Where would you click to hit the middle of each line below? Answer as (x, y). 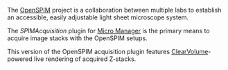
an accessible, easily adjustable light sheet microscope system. (98, 17)
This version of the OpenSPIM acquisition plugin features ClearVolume (108, 52)
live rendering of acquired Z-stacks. (85, 59)
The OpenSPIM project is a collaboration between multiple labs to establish (114, 10)
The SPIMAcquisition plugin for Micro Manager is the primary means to (108, 31)
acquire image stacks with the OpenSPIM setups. (77, 38)
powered (20, 59)
